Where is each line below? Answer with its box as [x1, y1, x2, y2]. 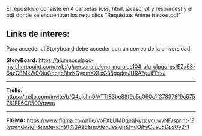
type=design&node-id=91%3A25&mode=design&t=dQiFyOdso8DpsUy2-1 [6, 123, 189, 130]
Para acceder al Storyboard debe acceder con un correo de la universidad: [6, 45, 192, 52]
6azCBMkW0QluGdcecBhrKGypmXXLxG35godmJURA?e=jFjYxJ [6, 69, 167, 76]
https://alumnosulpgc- [38, 57, 94, 64]
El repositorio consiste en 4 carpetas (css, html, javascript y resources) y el [6, 5, 193, 12]
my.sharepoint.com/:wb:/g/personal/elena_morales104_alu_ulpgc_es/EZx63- [6, 63, 196, 70]
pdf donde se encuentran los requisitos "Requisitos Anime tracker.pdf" [6, 11, 182, 19]
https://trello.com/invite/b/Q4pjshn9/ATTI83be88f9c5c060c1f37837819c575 [6, 93, 195, 100]
